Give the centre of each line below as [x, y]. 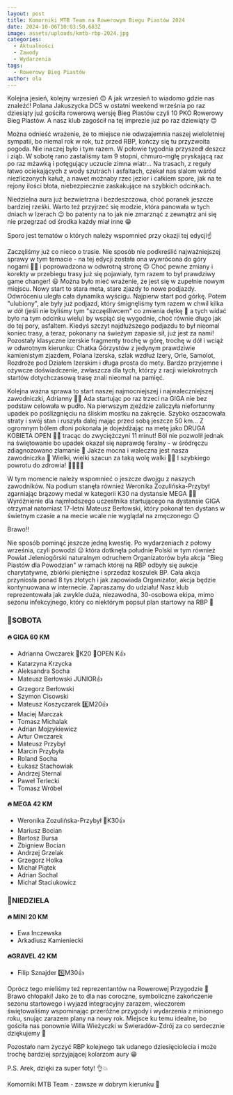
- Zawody [26, 53]
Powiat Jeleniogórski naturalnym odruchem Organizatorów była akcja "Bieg [115, 558]
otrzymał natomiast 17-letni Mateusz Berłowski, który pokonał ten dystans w [116, 508]
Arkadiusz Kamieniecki [50, 940]
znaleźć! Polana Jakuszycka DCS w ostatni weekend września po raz [106, 106]
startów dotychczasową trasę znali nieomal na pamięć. [86, 378]
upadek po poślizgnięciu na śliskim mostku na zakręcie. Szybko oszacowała [116, 414]
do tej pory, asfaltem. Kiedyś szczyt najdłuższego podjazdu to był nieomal [113, 326]
